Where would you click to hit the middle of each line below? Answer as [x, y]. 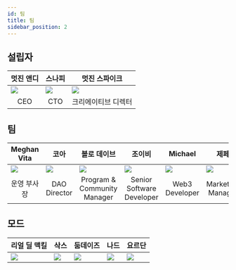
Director [59, 193]
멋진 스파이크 [102, 79]
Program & [98, 180]
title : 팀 [21, 20]
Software [141, 188]
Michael [182, 154]
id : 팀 [16, 14]
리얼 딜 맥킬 [29, 245]
